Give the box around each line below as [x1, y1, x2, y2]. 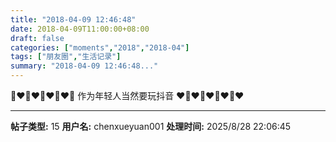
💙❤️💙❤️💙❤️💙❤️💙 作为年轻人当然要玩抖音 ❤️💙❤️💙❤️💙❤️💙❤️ [10, 90, 245, 101]
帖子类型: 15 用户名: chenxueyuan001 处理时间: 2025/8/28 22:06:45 [10, 121, 292, 132]
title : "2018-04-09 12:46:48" [10, 14, 137, 25]
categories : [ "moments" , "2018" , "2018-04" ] [10, 42, 190, 53]
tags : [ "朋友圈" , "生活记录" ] [10, 52, 122, 62]
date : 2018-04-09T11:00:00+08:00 [10, 24, 150, 34]
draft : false [10, 33, 65, 43]
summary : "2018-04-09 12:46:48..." [10, 61, 159, 71]
